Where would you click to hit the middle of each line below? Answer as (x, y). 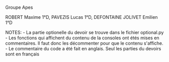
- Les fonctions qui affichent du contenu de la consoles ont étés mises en (82, 38)
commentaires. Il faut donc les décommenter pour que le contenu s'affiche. (84, 43)
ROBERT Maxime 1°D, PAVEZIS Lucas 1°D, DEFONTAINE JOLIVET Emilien (81, 17)
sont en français (22, 54)
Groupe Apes (19, 7)
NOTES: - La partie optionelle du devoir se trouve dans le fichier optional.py (84, 32)
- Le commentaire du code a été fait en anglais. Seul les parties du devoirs (83, 49)
